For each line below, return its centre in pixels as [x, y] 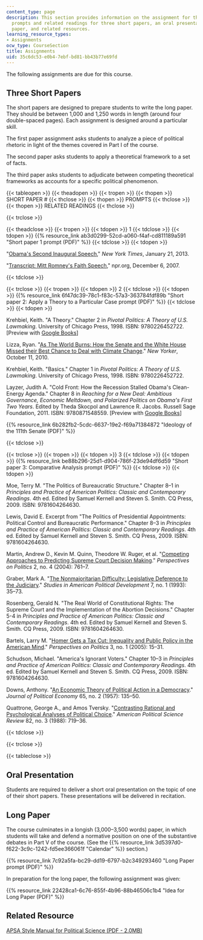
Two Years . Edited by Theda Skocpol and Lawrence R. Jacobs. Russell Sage [101, 406]
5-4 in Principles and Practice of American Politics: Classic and [85, 616]
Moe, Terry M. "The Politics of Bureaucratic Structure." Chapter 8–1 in [93, 486]
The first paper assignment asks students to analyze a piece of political [95, 139]
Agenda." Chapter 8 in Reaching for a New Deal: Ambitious [98, 394]
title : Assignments [31, 51]
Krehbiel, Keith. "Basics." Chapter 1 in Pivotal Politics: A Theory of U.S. [94, 369]
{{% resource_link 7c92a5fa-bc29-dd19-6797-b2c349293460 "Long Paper [100, 861]
